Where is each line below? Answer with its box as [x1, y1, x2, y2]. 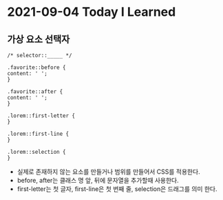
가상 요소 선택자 [7, 33, 70, 45]
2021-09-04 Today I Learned [7, 4, 176, 20]
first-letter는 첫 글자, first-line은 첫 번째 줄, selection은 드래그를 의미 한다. [17, 185, 218, 193]
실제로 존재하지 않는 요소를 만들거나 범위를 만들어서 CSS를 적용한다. [17, 168, 201, 176]
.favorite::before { [7, 64, 67, 71]
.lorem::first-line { [7, 130, 70, 137]
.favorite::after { [7, 88, 63, 95]
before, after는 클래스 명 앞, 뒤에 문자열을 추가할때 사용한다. [17, 177, 179, 184]
